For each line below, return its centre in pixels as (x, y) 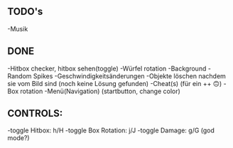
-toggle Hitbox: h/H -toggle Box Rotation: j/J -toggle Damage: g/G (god (111, 130)
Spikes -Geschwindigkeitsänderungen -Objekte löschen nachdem (129, 76)
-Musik (18, 28)
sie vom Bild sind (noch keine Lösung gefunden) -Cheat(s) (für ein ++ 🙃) (115, 83)
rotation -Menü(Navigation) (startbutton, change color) (101, 91)
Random (20, 76)
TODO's (25, 12)
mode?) (18, 138)
